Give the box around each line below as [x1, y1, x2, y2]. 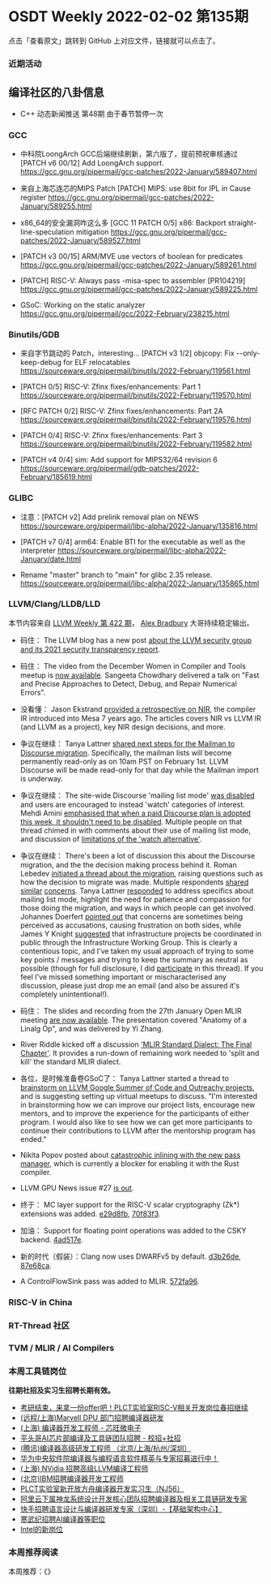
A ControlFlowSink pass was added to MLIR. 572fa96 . [19, 1276, 200, 1286]
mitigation [75, 226, 109, 236]
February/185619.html [19, 472, 93, 482]
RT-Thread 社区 [8, 1319, 70, 1331]
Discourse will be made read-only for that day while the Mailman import [19, 764, 259, 775]
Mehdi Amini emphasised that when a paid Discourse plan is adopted [19, 808, 251, 818]
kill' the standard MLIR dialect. [19, 1057, 121, 1066]
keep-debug [19, 358, 62, 368]
